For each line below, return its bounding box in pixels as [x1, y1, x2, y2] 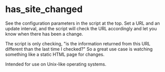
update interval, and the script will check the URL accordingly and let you [5, 25, 157, 31]
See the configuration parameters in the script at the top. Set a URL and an [5, 20, 160, 26]
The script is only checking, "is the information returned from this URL [5, 40, 151, 46]
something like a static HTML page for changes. [5, 51, 105, 57]
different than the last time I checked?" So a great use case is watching [5, 46, 153, 52]
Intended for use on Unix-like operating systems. [5, 61, 107, 67]
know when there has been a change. [5, 31, 84, 37]
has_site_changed [5, 4, 83, 15]
